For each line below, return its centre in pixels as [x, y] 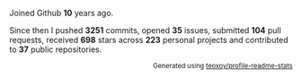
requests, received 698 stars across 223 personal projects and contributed [149, 40]
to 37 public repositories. [56, 49]
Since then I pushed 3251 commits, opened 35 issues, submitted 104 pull [145, 30]
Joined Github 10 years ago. [62, 13]
